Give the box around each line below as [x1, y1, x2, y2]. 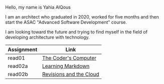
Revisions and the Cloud [42, 71, 99, 77]
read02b [8, 71, 29, 77]
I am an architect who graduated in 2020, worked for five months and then [5, 14, 159, 19]
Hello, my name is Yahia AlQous [5, 4, 71, 10]
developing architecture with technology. [5, 34, 90, 40]
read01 [8, 54, 25, 61]
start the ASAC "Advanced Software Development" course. [5, 19, 127, 25]
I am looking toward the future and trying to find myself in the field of [5, 29, 148, 34]
